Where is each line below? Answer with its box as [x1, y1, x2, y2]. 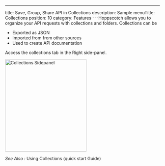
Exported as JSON [12, 30, 50, 35]
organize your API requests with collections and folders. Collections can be [5, 20, 157, 26]
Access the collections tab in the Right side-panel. [5, 50, 107, 55]
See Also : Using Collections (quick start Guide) [5, 156, 101, 161]
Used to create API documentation [12, 40, 82, 46]
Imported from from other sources [12, 35, 82, 41]
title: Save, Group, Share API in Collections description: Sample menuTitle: [5, 10, 155, 15]
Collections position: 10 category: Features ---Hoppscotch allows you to [5, 15, 151, 21]
